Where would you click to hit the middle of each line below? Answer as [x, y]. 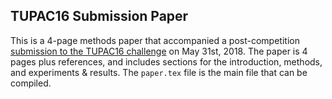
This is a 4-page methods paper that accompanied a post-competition [155, 40]
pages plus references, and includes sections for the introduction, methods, [166, 61]
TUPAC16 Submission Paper [99, 16]
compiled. [31, 83]
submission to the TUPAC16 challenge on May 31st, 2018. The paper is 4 [159, 51]
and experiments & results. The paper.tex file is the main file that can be [159, 72]
